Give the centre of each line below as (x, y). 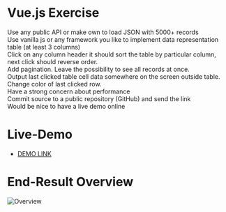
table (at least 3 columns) (44, 47)
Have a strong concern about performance (69, 91)
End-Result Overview (70, 182)
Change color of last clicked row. (54, 84)
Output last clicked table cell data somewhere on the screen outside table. (114, 76)
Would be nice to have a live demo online (66, 106)
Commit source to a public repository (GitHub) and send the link (99, 98)
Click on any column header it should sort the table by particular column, (112, 54)
